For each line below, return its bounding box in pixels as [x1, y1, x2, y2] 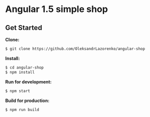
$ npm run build [5, 107, 39, 112]
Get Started [5, 23, 42, 32]
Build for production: [5, 97, 50, 103]
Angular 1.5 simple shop [5, 3, 108, 15]
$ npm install [5, 69, 35, 74]
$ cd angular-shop [5, 65, 44, 70]
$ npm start [5, 88, 30, 93]
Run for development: [5, 78, 52, 84]
